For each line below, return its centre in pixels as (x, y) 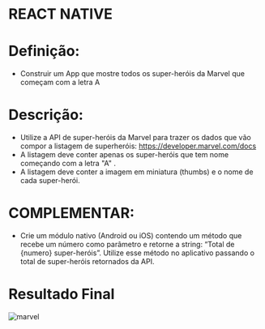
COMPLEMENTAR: (72, 214)
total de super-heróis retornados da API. (88, 261)
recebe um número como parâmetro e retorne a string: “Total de (127, 244)
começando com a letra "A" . (68, 164)
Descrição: (46, 115)
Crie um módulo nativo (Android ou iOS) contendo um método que (131, 235)
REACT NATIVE (61, 14)
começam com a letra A (60, 83)
